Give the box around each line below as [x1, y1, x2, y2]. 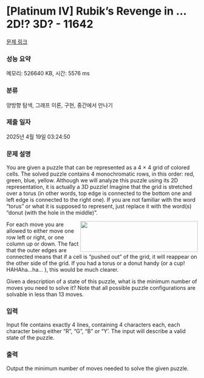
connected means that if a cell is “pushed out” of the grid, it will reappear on [6, 253, 197, 261]
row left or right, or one [6, 234, 64, 241]
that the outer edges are [6, 247, 67, 254]
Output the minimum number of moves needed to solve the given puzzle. [6, 365, 189, 372]
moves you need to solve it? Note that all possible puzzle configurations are [6, 284, 196, 292]
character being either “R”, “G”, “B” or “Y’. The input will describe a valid [6, 328, 186, 335]
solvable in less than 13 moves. [6, 290, 84, 298]
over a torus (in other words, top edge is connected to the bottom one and [6, 190, 192, 197]
